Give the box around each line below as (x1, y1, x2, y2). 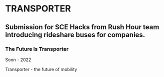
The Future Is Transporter (5, 45, 69, 52)
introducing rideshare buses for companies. (5, 30, 145, 39)
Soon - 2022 (5, 57, 31, 63)
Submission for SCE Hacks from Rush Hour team (5, 23, 159, 31)
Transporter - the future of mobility (5, 66, 77, 72)
